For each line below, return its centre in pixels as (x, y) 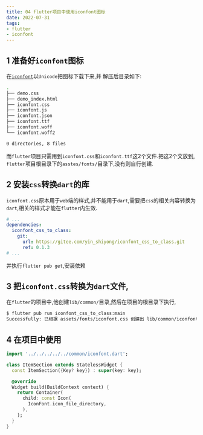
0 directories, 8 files (36, 144)
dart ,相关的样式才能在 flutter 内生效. (52, 208)
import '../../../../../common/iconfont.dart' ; (67, 354)
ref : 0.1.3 (36, 247)
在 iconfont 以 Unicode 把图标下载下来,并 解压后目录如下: (74, 76)
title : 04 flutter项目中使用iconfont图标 (56, 12)
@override (24, 381)
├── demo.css (23, 93)
